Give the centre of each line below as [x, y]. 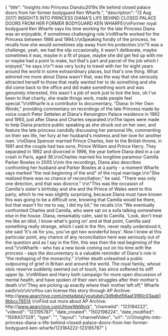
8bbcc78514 [18, 301]
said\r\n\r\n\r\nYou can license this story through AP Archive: [68, 290]
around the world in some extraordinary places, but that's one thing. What [81, 71]
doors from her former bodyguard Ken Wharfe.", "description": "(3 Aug [78, 13]
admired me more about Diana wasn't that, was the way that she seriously [82, 77]
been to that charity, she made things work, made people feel [69, 98]
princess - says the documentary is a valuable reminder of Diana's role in [81, 253]
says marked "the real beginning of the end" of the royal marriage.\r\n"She [82, 173]
